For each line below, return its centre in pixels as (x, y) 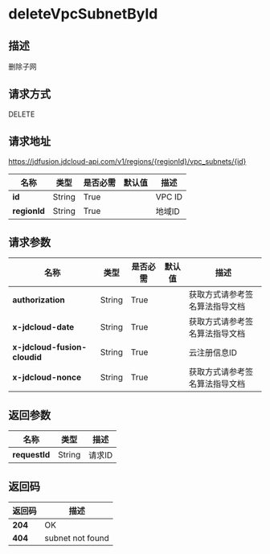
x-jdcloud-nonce (47, 377)
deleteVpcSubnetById (83, 14)
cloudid (27, 357)
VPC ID (169, 196)
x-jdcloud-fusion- (49, 347)
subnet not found (77, 538)
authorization (39, 300)
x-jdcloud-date (43, 327)
